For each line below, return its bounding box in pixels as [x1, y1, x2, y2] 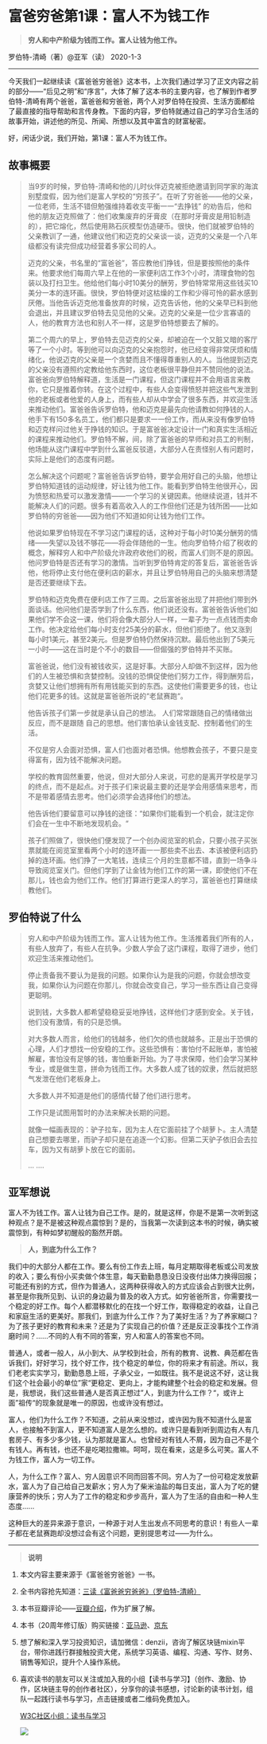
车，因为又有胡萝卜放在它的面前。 [27, 1144, 140, 1154]
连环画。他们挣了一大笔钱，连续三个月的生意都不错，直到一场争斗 [41, 855, 258, 865]
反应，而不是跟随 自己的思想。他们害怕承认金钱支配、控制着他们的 [27, 718, 246, 727]
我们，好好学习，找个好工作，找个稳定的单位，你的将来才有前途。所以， [14, 1359, 252, 1368]
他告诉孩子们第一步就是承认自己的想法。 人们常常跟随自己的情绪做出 [27, 708, 253, 718]
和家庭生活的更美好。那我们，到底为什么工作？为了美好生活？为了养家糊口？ [8, 1312, 259, 1321]
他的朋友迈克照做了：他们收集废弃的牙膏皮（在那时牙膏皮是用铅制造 [27, 211, 251, 221]
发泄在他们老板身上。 [34, 1073, 105, 1083]
